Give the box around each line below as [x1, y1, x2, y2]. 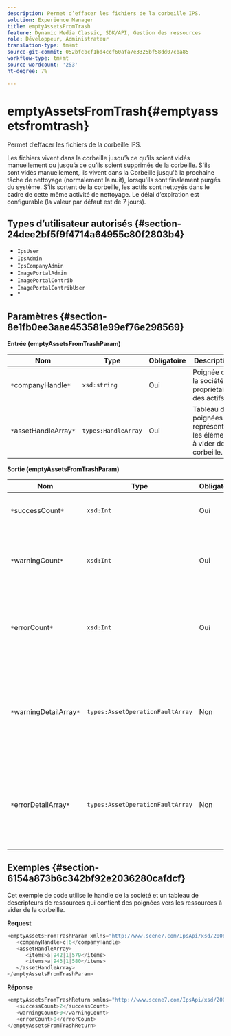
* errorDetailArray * [10, 800, 70, 810]
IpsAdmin [16, 255, 43, 262]
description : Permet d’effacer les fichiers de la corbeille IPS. [7, 10, 201, 17]
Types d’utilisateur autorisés [7, 217, 133, 229]
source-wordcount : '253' [7, 61, 78, 68]
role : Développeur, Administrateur [7, 36, 109, 43]
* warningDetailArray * [10, 707, 80, 717]
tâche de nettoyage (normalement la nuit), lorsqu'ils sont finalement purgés [7, 176, 221, 184]
